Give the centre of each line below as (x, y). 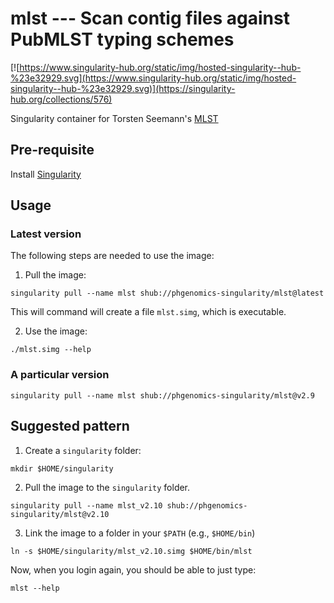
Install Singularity (46, 174)
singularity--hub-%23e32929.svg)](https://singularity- (123, 88)
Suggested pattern (70, 426)
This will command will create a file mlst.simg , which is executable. (148, 312)
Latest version (46, 234)
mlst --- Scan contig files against (150, 18)
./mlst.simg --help (51, 350)
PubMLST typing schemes (122, 39)
